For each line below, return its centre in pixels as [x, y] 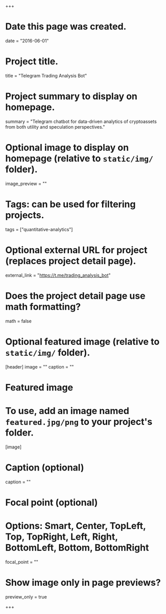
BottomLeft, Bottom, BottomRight [77, 548]
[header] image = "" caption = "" [40, 366]
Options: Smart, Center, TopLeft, [76, 526]
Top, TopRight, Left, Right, [62, 537]
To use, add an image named [67, 411]
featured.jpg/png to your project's [79, 422]
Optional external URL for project [76, 250]
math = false [18, 321]
